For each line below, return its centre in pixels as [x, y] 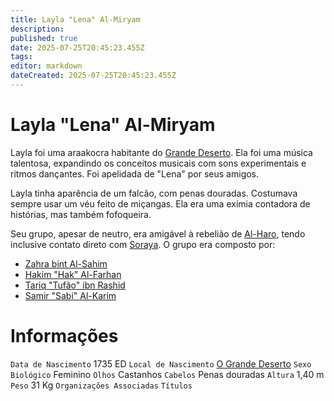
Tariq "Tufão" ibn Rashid [75, 285]
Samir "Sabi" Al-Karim [70, 295]
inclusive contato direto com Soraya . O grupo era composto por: [143, 244]
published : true [44, 38]
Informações [64, 336]
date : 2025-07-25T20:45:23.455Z [77, 47]
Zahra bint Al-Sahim [66, 263]
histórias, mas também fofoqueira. [81, 214]
